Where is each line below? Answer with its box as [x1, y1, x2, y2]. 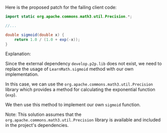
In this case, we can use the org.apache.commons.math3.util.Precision [5, 81, 153, 87]
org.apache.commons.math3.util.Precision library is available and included [5, 117, 161, 123]
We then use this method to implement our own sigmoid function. [5, 102, 141, 108]
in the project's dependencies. [5, 122, 69, 128]
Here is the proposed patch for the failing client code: [5, 5, 117, 10]
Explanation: [5, 51, 31, 57]
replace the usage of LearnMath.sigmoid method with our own [5, 66, 134, 72]
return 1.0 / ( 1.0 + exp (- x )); [14, 37, 80, 42]
